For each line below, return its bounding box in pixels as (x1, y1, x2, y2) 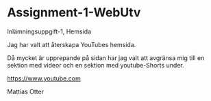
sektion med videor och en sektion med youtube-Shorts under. (7, 61, 184, 69)
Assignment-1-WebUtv (7, 5, 141, 20)
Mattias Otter (7, 87, 45, 96)
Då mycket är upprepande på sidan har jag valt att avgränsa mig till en (7, 53, 205, 62)
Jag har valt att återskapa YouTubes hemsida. (7, 40, 136, 48)
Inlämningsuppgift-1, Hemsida (7, 27, 92, 35)
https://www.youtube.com (7, 74, 81, 83)
